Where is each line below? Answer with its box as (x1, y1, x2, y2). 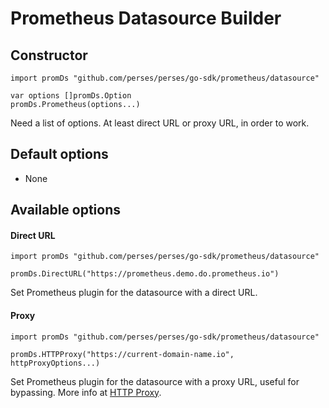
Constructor (10, 47, 88, 64)
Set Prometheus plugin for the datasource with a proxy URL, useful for (10, 375, 300, 387)
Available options (10, 202, 122, 219)
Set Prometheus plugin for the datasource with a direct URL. (10, 287, 258, 299)
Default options (10, 146, 109, 163)
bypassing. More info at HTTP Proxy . (10, 386, 162, 398)
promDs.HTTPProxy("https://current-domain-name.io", (10, 349, 235, 359)
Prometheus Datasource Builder (10, 7, 282, 30)
